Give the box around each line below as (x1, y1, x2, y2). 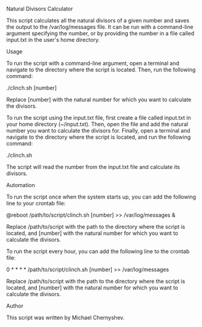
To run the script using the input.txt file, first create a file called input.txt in (6, 114, 191, 121)
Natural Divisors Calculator (6, 5, 73, 12)
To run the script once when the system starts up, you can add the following (6, 193, 197, 200)
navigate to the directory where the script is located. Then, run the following (6, 66, 196, 73)
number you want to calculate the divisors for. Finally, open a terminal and (6, 127, 191, 134)
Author (6, 302, 24, 309)
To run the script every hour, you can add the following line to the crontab (6, 248, 190, 255)
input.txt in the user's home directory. (6, 36, 100, 43)
